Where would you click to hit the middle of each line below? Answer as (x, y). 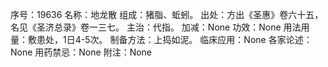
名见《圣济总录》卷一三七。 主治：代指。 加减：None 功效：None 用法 (156, 27)
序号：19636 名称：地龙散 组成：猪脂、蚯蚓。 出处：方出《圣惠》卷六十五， (167, 14)
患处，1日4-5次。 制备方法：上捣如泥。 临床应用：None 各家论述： (174, 39)
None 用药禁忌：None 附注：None (81, 52)
